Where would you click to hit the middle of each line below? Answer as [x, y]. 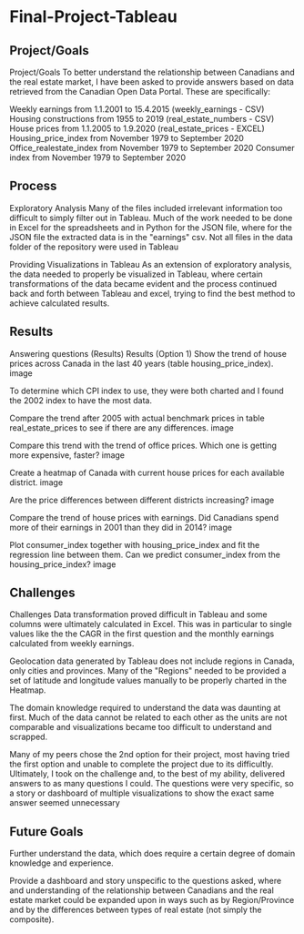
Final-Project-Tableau [93, 17]
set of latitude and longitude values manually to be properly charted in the [148, 681]
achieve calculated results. [60, 303]
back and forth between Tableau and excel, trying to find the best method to [152, 293]
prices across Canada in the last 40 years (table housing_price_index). [142, 363]
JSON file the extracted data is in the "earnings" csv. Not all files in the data [151, 237]
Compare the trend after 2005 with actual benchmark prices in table [137, 418]
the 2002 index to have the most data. [81, 400]
